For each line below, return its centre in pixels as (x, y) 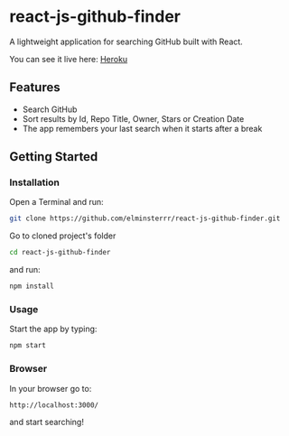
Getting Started (54, 157)
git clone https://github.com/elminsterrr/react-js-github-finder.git (145, 218)
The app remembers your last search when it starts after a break (142, 128)
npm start (28, 346)
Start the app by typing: (53, 329)
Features (35, 88)
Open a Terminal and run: (56, 202)
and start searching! (47, 422)
